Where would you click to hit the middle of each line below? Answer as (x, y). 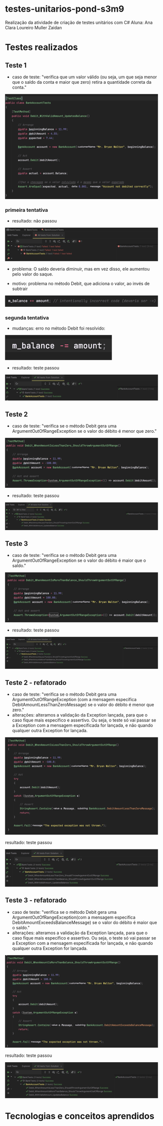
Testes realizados (41, 47)
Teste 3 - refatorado (36, 900)
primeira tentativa (27, 210)
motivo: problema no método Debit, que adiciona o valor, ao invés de (81, 284)
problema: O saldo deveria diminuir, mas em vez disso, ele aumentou (81, 269)
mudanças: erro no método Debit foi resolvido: (59, 328)
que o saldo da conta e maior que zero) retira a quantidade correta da (82, 82)
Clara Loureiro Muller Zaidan (33, 27)
